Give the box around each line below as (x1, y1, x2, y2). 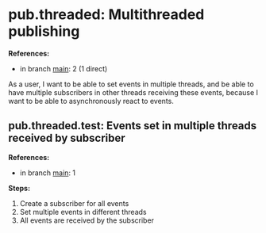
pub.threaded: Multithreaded (8, 6, 205, 24)
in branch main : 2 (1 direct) (19, 63, 108, 73)
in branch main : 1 (19, 168, 76, 178)
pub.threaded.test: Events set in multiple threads (8, 119, 257, 132)
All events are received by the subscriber (19, 216, 155, 225)
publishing (8, 22, 80, 40)
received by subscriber (8, 132, 125, 145)
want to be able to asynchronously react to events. (8, 96, 175, 105)
